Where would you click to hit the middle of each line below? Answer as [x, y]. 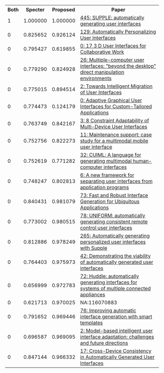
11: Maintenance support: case [116, 135]
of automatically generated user [117, 262]
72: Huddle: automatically [110, 276]
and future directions [104, 343]
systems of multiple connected [116, 288]
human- [142, 161]
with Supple [94, 248]
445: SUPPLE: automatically [113, 18]
